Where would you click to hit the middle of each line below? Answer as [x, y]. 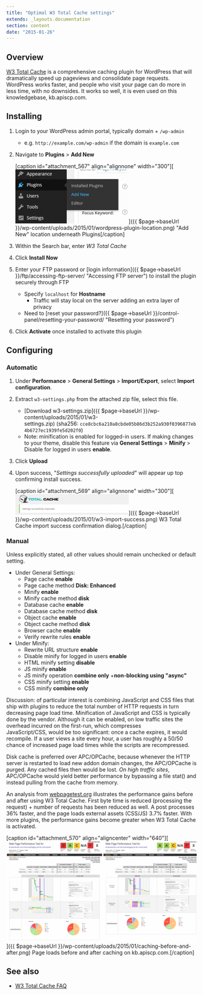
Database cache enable [54, 604]
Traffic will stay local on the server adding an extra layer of [106, 300]
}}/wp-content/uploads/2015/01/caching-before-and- [125, 946]
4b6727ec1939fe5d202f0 [53, 430]
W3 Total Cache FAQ [41, 986]
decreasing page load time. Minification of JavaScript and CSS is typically [98, 713]
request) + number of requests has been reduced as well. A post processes [100, 807]
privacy [43, 307]
